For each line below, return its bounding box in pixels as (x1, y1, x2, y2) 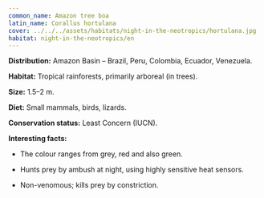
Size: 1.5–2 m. (8, 87, 55, 97)
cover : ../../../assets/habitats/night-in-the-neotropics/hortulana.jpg (8, 26, 257, 34)
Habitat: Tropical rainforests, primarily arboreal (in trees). (8, 71, 198, 81)
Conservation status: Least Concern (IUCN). (8, 118, 158, 128)
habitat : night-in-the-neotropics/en (8, 34, 135, 42)
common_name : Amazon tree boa (8, 11, 110, 20)
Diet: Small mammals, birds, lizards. (8, 103, 127, 112)
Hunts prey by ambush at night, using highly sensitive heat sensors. (19, 165, 245, 175)
